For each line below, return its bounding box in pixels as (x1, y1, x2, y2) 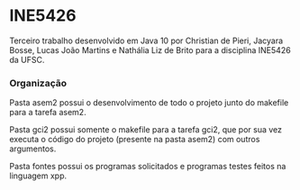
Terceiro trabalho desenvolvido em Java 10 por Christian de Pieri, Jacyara (9, 35, 284, 46)
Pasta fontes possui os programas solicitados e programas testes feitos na (9, 161, 286, 172)
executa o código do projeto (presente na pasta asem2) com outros (9, 134, 260, 145)
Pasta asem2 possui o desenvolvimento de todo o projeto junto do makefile (9, 97, 289, 108)
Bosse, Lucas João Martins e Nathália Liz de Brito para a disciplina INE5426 (9, 44, 291, 55)
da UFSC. (9, 54, 45, 65)
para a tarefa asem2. (9, 107, 87, 118)
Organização (9, 77, 68, 89)
